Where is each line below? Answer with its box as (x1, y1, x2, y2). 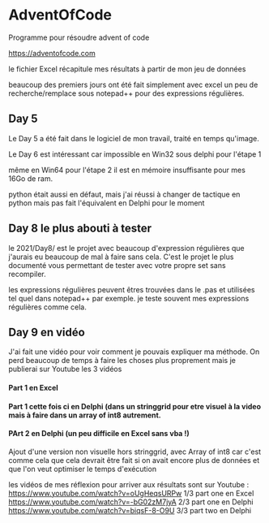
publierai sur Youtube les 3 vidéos (8, 364, 122, 374)
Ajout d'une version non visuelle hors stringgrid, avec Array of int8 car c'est (8, 447, 262, 456)
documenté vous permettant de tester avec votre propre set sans (8, 260, 226, 270)
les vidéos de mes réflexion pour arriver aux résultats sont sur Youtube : (8, 479, 250, 489)
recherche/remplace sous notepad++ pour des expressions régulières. (8, 88, 245, 98)
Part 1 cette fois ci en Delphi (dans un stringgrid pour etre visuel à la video (8, 401, 262, 411)
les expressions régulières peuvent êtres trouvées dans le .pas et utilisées (8, 284, 255, 294)
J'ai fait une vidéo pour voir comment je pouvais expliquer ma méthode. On (8, 347, 260, 357)
